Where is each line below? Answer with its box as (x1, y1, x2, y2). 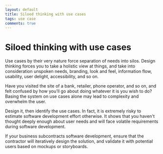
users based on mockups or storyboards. (5, 144, 88, 150)
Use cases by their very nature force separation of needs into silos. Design (5, 58, 156, 64)
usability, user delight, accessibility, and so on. (5, 74, 99, 80)
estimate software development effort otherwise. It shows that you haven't (5, 113, 155, 119)
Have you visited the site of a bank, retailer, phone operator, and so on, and (5, 83, 157, 89)
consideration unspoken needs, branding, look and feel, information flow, (5, 68, 152, 74)
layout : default (5, 7, 38, 12)
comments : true (5, 21, 36, 26)
